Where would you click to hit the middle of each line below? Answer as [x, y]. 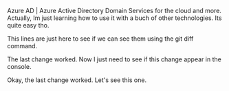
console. [20, 67]
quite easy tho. [28, 25]
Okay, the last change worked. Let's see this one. [77, 80]
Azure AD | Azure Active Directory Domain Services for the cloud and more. [115, 11]
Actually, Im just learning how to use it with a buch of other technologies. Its [115, 18]
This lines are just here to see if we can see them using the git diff [100, 39]
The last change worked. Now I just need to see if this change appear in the [114, 59]
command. [22, 46]
